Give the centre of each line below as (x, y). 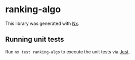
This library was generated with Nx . (42, 23)
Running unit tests (35, 39)
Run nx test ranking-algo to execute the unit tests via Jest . (67, 51)
